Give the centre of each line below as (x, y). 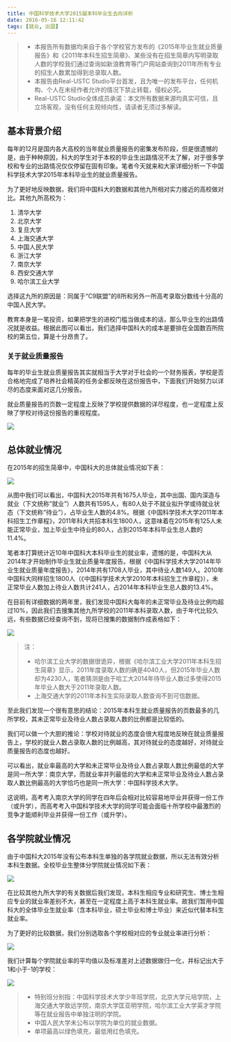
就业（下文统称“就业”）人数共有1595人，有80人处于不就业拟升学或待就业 (111, 504)
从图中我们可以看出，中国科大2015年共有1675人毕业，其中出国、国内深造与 (114, 495)
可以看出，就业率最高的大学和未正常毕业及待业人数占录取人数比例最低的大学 (115, 766)
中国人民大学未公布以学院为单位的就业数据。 (98, 1023)
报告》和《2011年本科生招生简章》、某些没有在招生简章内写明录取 (126, 55)
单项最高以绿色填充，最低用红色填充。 (88, 1032)
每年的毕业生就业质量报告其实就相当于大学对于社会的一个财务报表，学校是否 (115, 372)
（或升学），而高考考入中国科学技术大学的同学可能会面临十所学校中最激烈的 (114, 806)
